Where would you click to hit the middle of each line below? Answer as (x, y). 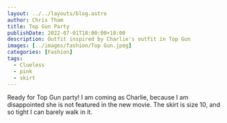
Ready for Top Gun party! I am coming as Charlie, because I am (98, 97)
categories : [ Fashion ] (40, 53)
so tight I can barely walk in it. (50, 112)
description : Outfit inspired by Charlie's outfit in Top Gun (99, 39)
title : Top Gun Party (39, 26)
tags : (15, 59)
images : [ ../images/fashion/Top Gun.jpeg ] (69, 46)
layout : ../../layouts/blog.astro (57, 13)
